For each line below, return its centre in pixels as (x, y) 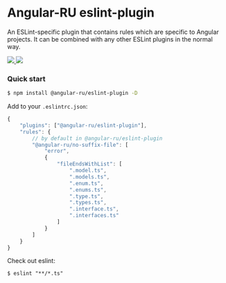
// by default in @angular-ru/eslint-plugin (97, 138)
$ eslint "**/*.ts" (35, 274)
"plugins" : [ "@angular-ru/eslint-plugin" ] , (84, 125)
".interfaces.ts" (94, 216)
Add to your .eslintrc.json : (47, 107)
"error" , (57, 151)
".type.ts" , (86, 196)
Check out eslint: (31, 261)
